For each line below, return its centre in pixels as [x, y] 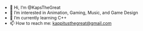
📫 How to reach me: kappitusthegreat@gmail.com [61, 23]
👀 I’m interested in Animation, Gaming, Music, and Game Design [74, 13]
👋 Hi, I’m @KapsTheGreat [35, 8]
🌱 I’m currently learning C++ [38, 18]
